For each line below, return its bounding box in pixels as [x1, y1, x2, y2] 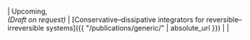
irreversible [7, 24, 44, 32]
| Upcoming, [7, 7, 48, 16]
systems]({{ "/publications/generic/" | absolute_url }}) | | [45, 24, 229, 32]
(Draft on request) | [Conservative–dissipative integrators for [7, 15, 205, 24]
